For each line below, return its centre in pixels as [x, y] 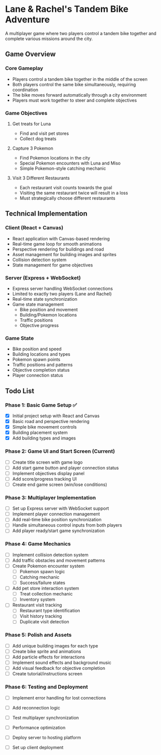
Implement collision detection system [50, 555]
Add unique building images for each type [55, 646]
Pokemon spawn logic [42, 571]
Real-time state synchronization [45, 299]
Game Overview [30, 54]
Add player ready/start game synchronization [58, 531]
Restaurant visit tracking [37, 605]
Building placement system [40, 432]
